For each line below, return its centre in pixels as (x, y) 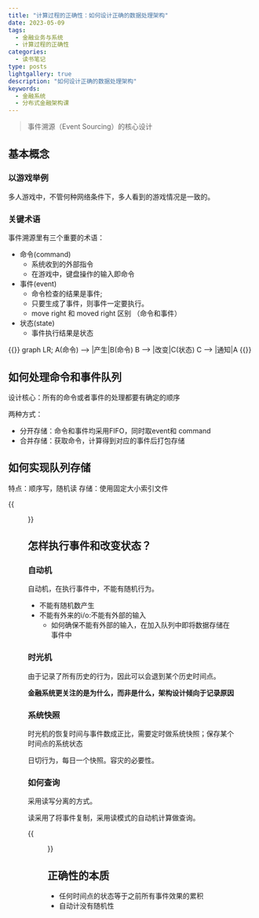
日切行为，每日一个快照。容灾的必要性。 (93, 761)
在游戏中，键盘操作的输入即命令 (83, 274)
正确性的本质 (78, 875)
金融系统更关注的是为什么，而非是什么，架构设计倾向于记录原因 (131, 692)
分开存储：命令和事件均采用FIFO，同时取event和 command (115, 430)
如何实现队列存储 (49, 468)
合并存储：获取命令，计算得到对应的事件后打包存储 (102, 441)
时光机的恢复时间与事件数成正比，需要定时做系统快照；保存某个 (131, 734)
